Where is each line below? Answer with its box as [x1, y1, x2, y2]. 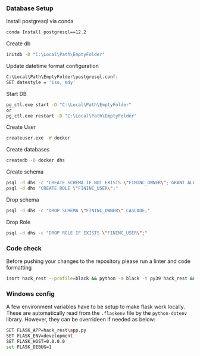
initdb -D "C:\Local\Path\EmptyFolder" [6, 52, 105, 58]
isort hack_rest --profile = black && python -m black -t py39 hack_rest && [6, 275, 196, 281]
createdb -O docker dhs [6, 157, 65, 163]
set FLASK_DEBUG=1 [6, 344, 52, 350]
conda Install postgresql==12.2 [6, 29, 86, 35]
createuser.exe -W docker [6, 135, 70, 141]
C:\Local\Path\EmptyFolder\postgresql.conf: [6, 74, 118, 80]
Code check [6, 244, 42, 252]
